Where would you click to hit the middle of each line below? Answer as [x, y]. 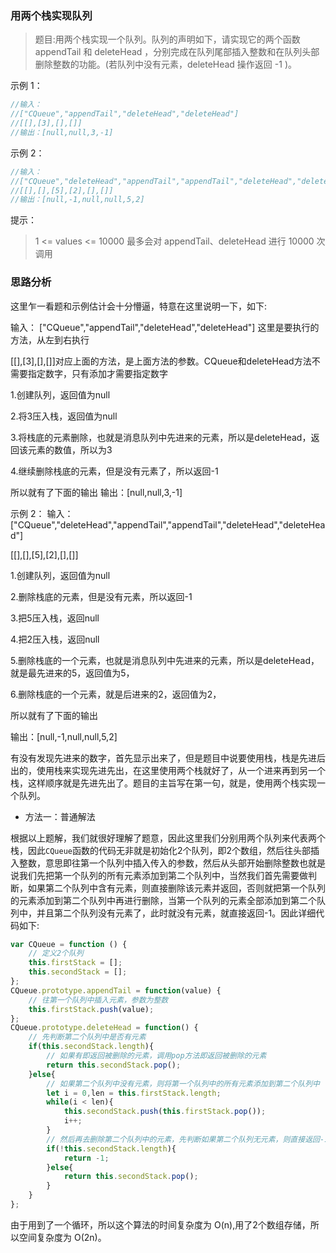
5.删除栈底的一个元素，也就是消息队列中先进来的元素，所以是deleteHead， [165, 660]
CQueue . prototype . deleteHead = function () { [104, 1028]
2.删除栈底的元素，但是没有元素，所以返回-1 [101, 596]
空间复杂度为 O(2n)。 [62, 1237]
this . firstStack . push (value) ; [91, 1009]
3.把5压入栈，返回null [55, 618]
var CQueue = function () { [69, 944]
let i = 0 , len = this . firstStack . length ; [134, 1093]
